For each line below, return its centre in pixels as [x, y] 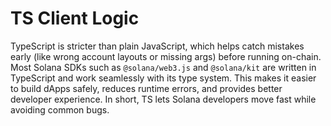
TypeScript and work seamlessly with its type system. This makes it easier [163, 78]
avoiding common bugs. [60, 109]
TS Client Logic [75, 18]
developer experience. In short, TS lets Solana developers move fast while [163, 99]
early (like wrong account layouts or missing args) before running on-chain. [166, 56]
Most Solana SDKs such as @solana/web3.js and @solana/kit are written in [163, 67]
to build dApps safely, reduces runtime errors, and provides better [146, 88]
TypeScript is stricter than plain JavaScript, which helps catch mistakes [157, 46]
